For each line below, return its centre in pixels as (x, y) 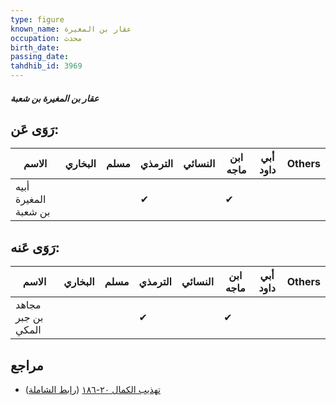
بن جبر (29, 318)
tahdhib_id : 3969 (46, 66)
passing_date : (40, 57)
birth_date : (35, 47)
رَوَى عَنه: (35, 247)
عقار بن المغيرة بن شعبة (55, 98)
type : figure (37, 19)
